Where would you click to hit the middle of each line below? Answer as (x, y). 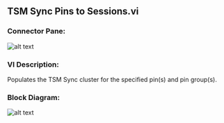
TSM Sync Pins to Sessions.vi (73, 11)
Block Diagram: (34, 97)
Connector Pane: (37, 31)
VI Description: (33, 64)
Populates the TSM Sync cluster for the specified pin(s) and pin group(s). (112, 79)
